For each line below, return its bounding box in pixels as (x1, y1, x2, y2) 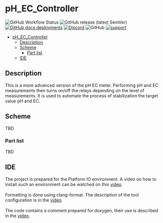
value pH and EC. (5, 98, 40, 104)
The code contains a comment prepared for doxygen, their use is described (5, 207, 158, 213)
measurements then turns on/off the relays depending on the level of (5, 87, 145, 94)
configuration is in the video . (5, 197, 63, 203)
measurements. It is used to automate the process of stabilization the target (5, 93, 158, 98)
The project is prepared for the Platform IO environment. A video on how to (5, 176, 157, 182)
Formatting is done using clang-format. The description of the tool (5, 191, 139, 197)
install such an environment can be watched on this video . (5, 181, 123, 187)
